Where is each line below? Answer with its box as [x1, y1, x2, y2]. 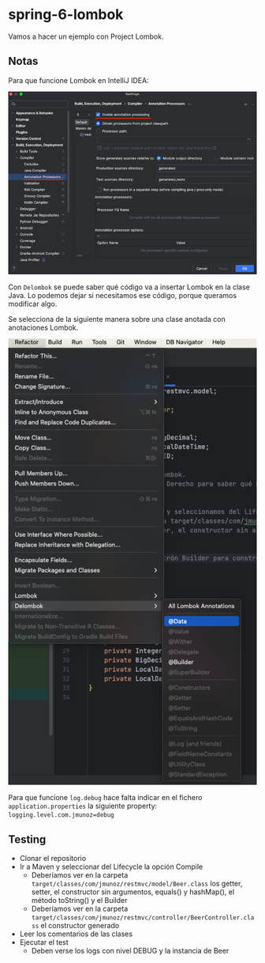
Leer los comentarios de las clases [19, 929, 132, 938]
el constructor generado [40, 920, 120, 930]
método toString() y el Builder [31, 895, 128, 904]
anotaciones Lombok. [8, 323, 79, 333]
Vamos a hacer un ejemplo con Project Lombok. [8, 32, 164, 41]
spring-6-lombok [8, 6, 124, 24]
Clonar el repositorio [19, 853, 87, 863]
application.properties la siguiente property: [8, 801, 158, 811]
